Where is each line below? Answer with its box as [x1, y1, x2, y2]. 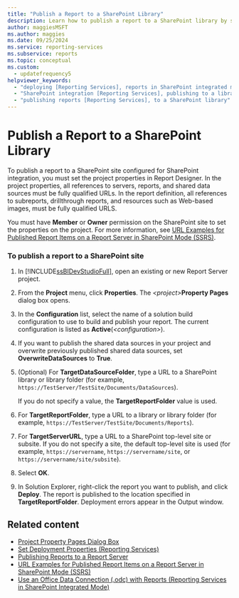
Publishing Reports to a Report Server [17, 552, 129, 561]
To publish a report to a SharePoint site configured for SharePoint [7, 166, 199, 175]
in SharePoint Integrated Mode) [17, 583, 110, 592]
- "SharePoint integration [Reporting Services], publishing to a [14, 90, 215, 97]
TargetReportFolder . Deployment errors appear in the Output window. [17, 497, 224, 507]
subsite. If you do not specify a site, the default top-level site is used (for [17, 440, 231, 448]
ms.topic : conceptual [7, 57, 72, 64]
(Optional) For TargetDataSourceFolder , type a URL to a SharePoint [17, 368, 217, 377]
